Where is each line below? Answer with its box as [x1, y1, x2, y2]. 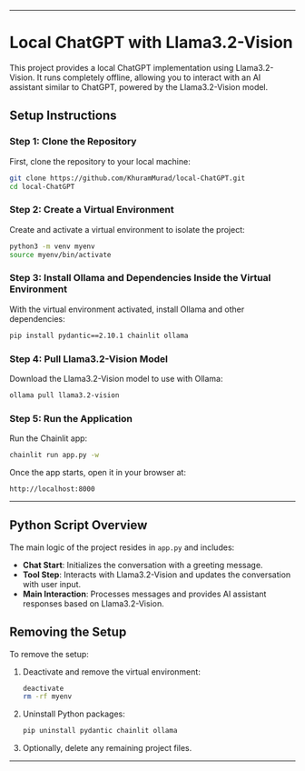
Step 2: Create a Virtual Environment [9, 204, 174, 216]
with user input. [22, 578, 82, 589]
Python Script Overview [9, 517, 148, 533]
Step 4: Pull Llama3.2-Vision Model [9, 352, 169, 365]
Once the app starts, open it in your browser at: [9, 466, 186, 477]
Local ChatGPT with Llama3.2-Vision [9, 33, 293, 53]
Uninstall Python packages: [22, 708, 125, 719]
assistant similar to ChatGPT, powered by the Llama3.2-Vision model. [9, 81, 269, 92]
